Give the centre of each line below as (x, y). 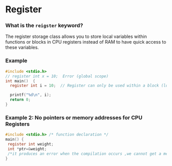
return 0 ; (20, 100)
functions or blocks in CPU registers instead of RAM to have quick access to (86, 42)
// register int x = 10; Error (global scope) (57, 76)
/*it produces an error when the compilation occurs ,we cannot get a (84, 154)
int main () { (20, 81)
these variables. (22, 48)
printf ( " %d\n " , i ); (31, 95)
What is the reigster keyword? (44, 26)
